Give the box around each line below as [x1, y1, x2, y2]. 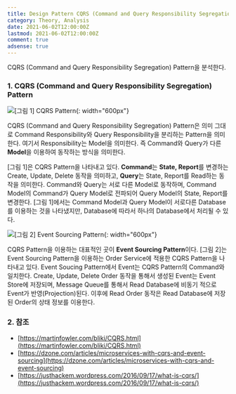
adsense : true [7, 43, 49, 50]
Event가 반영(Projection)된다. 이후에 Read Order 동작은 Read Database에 [7, 289, 213, 298]
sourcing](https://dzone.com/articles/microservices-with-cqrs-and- [17, 356, 215, 365]
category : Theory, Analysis [7, 17, 90, 24]
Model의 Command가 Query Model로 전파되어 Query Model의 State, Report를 [7, 189, 228, 197]
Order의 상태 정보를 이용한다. [14, 298, 96, 306]
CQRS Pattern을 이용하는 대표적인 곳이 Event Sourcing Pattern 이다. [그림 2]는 [7, 245, 227, 254]
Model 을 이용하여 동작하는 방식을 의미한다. [7, 148, 126, 157]
